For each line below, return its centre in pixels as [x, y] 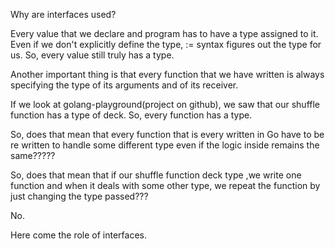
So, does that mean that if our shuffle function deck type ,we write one [156, 175]
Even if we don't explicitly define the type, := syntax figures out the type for [166, 44]
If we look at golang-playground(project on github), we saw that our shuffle [165, 104]
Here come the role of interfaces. [79, 235]
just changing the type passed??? [79, 196]
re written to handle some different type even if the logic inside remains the [165, 145]
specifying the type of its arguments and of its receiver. [124, 85]
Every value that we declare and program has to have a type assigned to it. [164, 33]
